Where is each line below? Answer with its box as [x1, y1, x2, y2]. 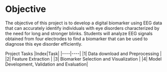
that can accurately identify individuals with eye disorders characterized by [5, 25, 160, 31]
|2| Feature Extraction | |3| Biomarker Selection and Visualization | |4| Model [5, 56, 162, 62]
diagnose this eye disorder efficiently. [5, 41, 82, 47]
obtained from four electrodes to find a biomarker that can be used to [5, 36, 148, 42]
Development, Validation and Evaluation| [5, 61, 88, 67]
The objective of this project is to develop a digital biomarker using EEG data [5, 20, 163, 26]
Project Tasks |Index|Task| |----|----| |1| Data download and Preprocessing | [5, 51, 162, 57]
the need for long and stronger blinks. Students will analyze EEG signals [5, 30, 153, 36]
